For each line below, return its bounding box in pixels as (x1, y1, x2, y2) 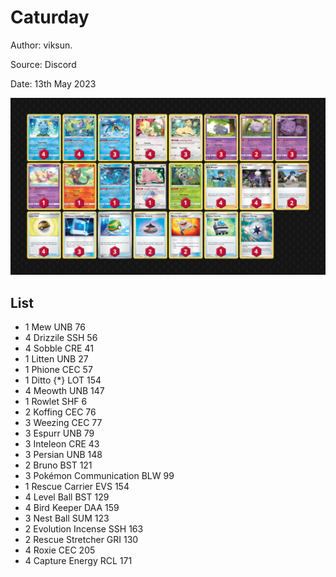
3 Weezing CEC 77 (24, 417, 103, 429)
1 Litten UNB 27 (24, 353, 89, 365)
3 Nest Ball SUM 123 (24, 512, 110, 525)
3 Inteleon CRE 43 (24, 438, 100, 450)
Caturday (10, 6, 90, 29)
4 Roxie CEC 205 (24, 544, 96, 556)
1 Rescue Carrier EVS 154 (24, 481, 130, 493)
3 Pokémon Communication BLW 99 (24, 470, 175, 482)
